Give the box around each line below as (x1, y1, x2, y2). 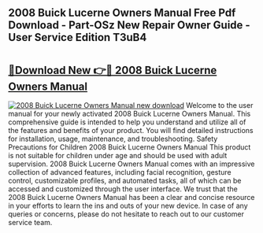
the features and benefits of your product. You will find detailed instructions (8, 126, 254, 135)
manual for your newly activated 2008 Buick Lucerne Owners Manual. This (8, 109, 251, 118)
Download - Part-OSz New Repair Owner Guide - (8, 19, 250, 32)
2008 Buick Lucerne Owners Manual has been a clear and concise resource (8, 193, 255, 202)
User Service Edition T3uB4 (8, 31, 147, 44)
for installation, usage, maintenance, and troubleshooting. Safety (8, 134, 218, 143)
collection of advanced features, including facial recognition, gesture (8, 168, 232, 176)
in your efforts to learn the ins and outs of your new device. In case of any (8, 201, 248, 210)
